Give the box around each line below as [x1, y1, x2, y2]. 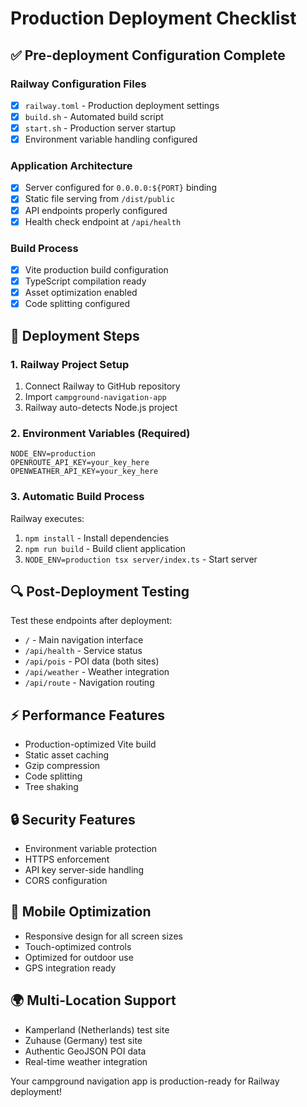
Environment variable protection [24, 842, 158, 854]
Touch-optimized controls [24, 940, 132, 952]
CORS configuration [24, 874, 108, 886]
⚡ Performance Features [10, 707, 165, 724]
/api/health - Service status [24, 645, 143, 657]
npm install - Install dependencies [24, 532, 170, 544]
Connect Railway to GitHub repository [24, 380, 181, 392]
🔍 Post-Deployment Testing [10, 583, 190, 600]
